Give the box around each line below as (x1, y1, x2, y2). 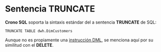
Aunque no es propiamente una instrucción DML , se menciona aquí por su (5, 37, 154, 43)
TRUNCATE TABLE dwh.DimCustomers (5, 28, 73, 33)
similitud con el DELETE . (5, 42, 54, 48)
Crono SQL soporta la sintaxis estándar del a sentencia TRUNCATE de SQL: (5, 19, 157, 25)
